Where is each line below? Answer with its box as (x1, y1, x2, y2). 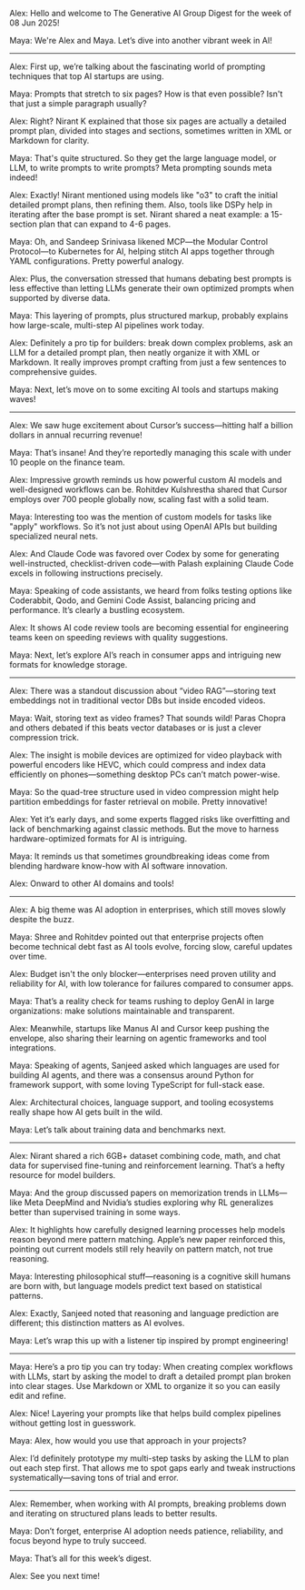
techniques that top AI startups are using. (9, 71, 164, 81)
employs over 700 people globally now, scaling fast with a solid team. (9, 494, 270, 504)
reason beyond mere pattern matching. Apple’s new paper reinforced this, (9, 1234, 286, 1244)
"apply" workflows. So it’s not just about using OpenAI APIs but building (9, 521, 278, 531)
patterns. (9, 1291, 44, 1301)
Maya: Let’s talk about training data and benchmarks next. (9, 1124, 227, 1135)
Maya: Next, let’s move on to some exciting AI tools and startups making (9, 384, 279, 395)
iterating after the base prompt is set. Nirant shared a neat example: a (9, 209, 270, 219)
